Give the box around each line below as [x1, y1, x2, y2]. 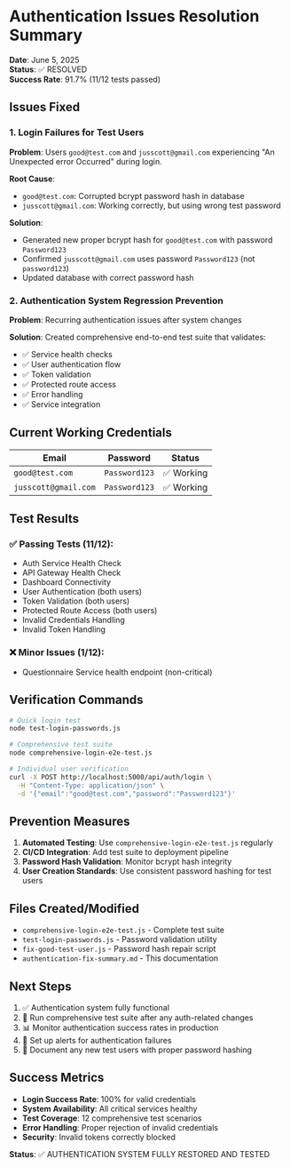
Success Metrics [9, 1070, 105, 1085]
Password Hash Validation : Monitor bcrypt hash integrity [21, 856, 232, 867]
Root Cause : [9, 173, 56, 184]
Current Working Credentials [9, 425, 173, 441]
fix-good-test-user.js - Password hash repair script [21, 944, 216, 955]
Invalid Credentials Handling [21, 615, 126, 626]
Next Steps [9, 979, 72, 994]
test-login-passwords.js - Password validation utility [21, 934, 217, 945]
